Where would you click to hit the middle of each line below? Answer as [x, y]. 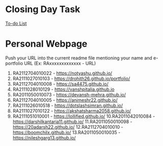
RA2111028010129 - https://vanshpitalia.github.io [63, 89]
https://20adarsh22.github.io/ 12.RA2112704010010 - [68, 127]
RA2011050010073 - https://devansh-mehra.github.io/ [69, 94]
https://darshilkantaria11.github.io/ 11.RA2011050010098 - [72, 121]
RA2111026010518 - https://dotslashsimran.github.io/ [68, 105]
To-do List [16, 23]
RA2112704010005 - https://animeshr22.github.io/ [65, 100]
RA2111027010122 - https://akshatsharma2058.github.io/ [72, 111]
